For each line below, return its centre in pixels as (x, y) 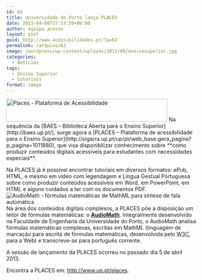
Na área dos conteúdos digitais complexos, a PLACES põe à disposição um (100, 208)
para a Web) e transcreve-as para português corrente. (74, 240)
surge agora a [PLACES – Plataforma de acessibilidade (125, 132)
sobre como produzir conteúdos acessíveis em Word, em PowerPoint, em (98, 183)
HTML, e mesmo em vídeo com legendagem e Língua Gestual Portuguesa (98, 176)
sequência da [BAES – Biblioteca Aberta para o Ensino (73, 126)
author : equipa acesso (35, 29)
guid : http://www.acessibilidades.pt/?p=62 (62, 40)
